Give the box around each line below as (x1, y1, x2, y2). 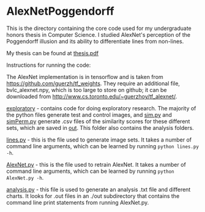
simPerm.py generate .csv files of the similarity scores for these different (6, 118, 190, 125)
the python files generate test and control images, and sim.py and (6, 111, 173, 118)
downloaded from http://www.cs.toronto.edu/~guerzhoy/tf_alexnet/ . (6, 93, 177, 100)
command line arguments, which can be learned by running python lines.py (6, 142, 199, 150)
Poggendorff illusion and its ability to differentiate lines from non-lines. (6, 37, 184, 45)
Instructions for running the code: (6, 61, 91, 69)
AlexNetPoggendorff (6, 4, 114, 18)
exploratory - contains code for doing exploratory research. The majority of (6, 104, 196, 112)
